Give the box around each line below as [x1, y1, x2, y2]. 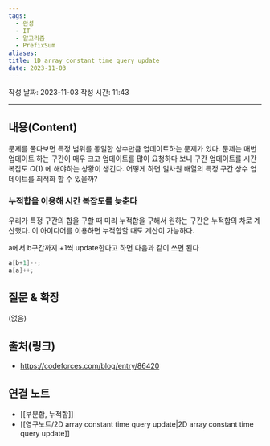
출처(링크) [8, 339, 56, 353]
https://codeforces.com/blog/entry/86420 [19, 361, 160, 371]
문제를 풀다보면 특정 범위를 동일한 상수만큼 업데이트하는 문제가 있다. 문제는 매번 [8, 143, 257, 153]
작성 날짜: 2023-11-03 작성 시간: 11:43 [8, 87, 130, 97]
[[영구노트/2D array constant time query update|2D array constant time [19, 419, 255, 429]
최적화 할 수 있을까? [35, 174, 98, 184]
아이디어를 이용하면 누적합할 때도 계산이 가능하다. [39, 225, 195, 235]
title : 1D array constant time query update [8, 57, 160, 65]
